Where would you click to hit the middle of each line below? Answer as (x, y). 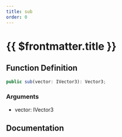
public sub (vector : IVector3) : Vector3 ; (56, 81)
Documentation (35, 128)
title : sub (19, 12)
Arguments (23, 97)
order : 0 (17, 17)
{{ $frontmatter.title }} (61, 46)
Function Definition (42, 68)
